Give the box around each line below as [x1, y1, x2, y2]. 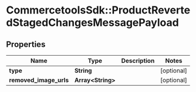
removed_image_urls [9, 76, 69, 84]
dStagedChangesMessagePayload [6, 16, 179, 29]
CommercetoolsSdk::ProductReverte [6, 4, 191, 17]
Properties [6, 39, 46, 49]
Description [121, 57, 155, 64]
